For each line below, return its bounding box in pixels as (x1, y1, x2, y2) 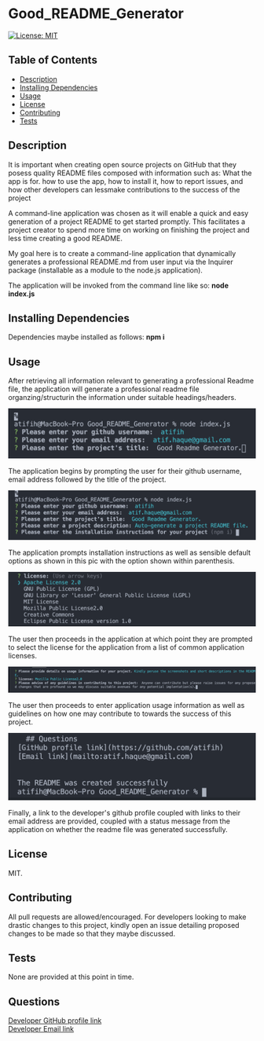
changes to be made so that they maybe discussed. (8, 929, 175, 938)
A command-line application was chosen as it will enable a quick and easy (8, 208, 249, 218)
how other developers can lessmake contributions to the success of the (8, 185, 240, 194)
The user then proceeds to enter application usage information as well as (8, 700, 245, 709)
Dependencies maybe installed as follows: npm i (8, 332, 165, 342)
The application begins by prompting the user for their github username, (8, 466, 242, 475)
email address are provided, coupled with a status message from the (8, 816, 230, 826)
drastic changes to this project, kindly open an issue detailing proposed (8, 920, 240, 929)
